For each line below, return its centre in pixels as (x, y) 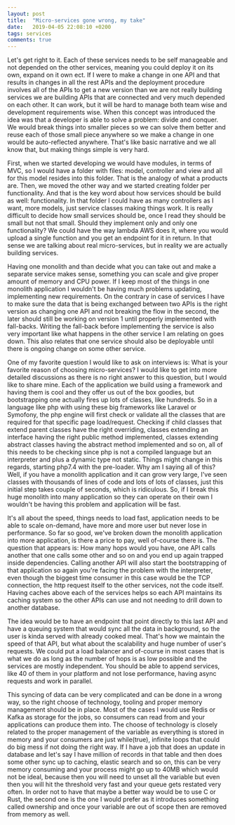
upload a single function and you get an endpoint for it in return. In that (109, 238)
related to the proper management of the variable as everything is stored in (116, 732)
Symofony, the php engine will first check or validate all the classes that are (116, 415)
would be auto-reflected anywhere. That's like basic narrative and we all (112, 142)
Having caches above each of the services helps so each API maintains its (115, 593)
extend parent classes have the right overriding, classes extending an (108, 430)
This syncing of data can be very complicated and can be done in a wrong (115, 695)
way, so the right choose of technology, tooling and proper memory (105, 702)
